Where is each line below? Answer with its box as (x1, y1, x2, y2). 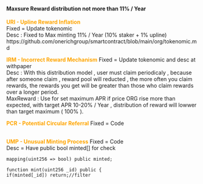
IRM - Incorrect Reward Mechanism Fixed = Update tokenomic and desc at (6, 56, 196, 63)
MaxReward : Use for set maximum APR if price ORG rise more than (6, 95, 176, 102)
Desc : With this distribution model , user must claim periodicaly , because (6, 69, 192, 76)
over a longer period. (6, 88, 59, 96)
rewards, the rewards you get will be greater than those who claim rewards (6, 82, 194, 90)
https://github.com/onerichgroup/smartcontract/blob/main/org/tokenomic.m (6, 38, 198, 45)
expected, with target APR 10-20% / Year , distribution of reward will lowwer (6, 101, 197, 109)
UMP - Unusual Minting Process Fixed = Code (6, 138, 123, 146)
